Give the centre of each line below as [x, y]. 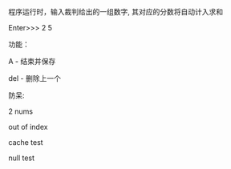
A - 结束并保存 [32, 61]
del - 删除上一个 [35, 78]
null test [21, 158]
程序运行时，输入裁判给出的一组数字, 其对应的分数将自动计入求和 [115, 12]
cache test [26, 142]
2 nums [21, 111]
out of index [28, 127]
